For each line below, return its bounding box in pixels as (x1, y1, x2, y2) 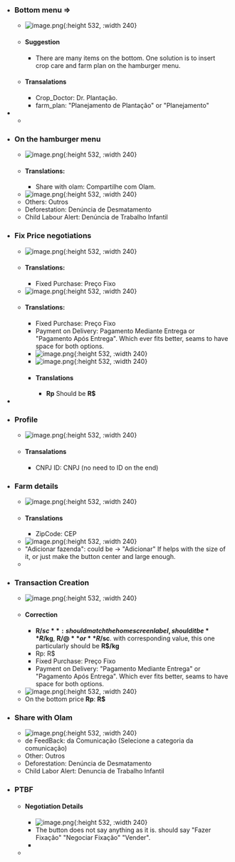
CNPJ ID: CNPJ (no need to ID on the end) (35, 463, 159, 472)
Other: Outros (24, 751, 66, 760)
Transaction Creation (14, 578, 90, 588)
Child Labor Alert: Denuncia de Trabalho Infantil (24, 766, 164, 775)
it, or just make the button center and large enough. (24, 553, 176, 561)
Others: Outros (24, 198, 69, 207)
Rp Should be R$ (46, 390, 96, 398)
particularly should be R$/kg (35, 641, 120, 650)
